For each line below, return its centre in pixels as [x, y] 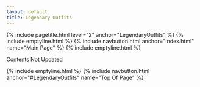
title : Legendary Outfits [39, 18]
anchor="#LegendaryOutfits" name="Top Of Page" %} [75, 77]
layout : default [27, 12]
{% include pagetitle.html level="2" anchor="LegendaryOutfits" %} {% [95, 34]
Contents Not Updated [34, 59]
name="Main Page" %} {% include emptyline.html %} [74, 47]
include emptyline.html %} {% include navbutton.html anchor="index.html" [100, 41]
